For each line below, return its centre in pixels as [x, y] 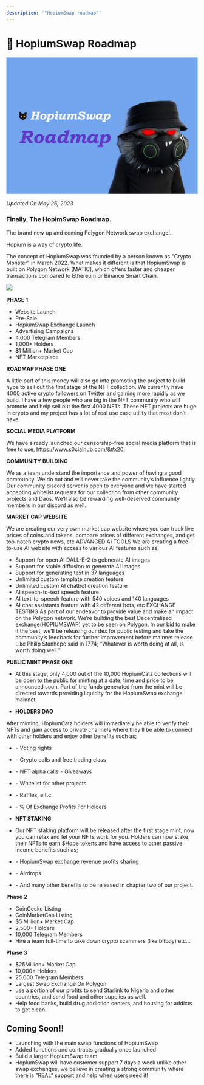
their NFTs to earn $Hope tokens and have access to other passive [99, 843]
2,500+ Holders [35, 928]
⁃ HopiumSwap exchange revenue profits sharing [77, 861]
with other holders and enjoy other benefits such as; [72, 736]
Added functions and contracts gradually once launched [86, 1050]
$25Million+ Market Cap [45, 964]
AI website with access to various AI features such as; [92, 548]
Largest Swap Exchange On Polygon [61, 983]
